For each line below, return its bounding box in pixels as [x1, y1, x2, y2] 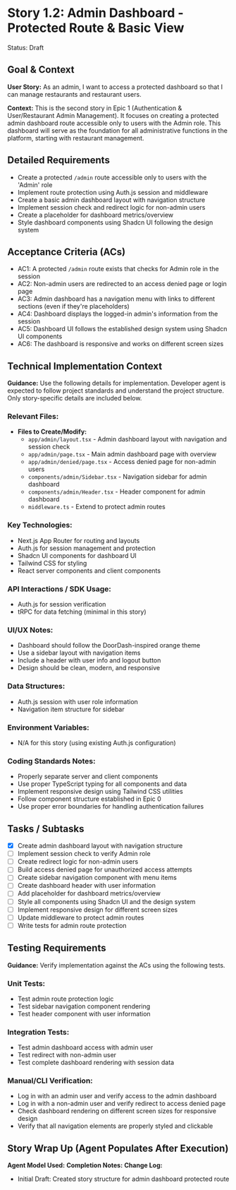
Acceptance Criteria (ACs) [7, 246, 125, 258]
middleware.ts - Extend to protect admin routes [27, 503, 166, 511]
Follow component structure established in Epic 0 [17, 795, 162, 803]
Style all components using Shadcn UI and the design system [17, 897, 196, 905]
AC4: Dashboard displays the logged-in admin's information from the [17, 309, 218, 319]
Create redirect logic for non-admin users [17, 857, 139, 866]
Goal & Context [7, 64, 75, 76]
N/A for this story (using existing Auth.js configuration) [17, 738, 176, 746]
